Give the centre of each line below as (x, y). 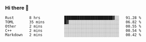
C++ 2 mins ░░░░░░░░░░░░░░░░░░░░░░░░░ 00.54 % (73, 31)
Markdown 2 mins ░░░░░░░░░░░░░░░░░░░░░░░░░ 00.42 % (73, 35)
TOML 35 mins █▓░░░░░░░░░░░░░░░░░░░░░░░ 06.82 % (73, 22)
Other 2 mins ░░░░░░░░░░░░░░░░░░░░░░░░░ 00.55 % (73, 26)
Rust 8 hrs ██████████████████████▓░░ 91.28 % (73, 18)
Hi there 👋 (17, 8)
